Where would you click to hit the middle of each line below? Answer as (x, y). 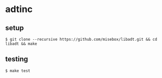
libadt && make (21, 44)
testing (17, 59)
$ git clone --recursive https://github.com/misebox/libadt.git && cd (81, 39)
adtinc (19, 9)
